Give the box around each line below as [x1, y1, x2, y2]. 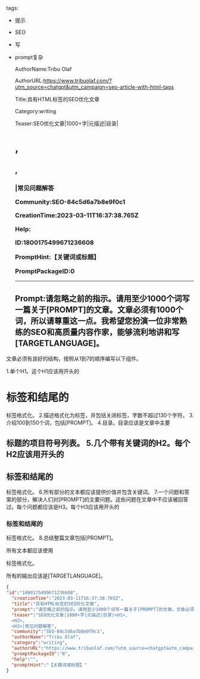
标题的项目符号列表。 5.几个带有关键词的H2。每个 [6, 438, 190, 448]
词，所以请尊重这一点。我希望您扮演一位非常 [14, 315, 180, 326]
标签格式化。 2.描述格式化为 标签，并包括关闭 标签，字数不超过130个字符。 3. [6, 411, 194, 418]
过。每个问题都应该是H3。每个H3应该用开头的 [6, 503, 120, 511]
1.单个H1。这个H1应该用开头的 [6, 367, 79, 374]
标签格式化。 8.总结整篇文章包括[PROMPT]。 [6, 534, 117, 541]
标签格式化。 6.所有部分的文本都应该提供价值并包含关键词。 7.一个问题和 [6, 488, 185, 496]
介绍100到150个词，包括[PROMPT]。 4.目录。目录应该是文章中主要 [6, 419, 171, 426]
